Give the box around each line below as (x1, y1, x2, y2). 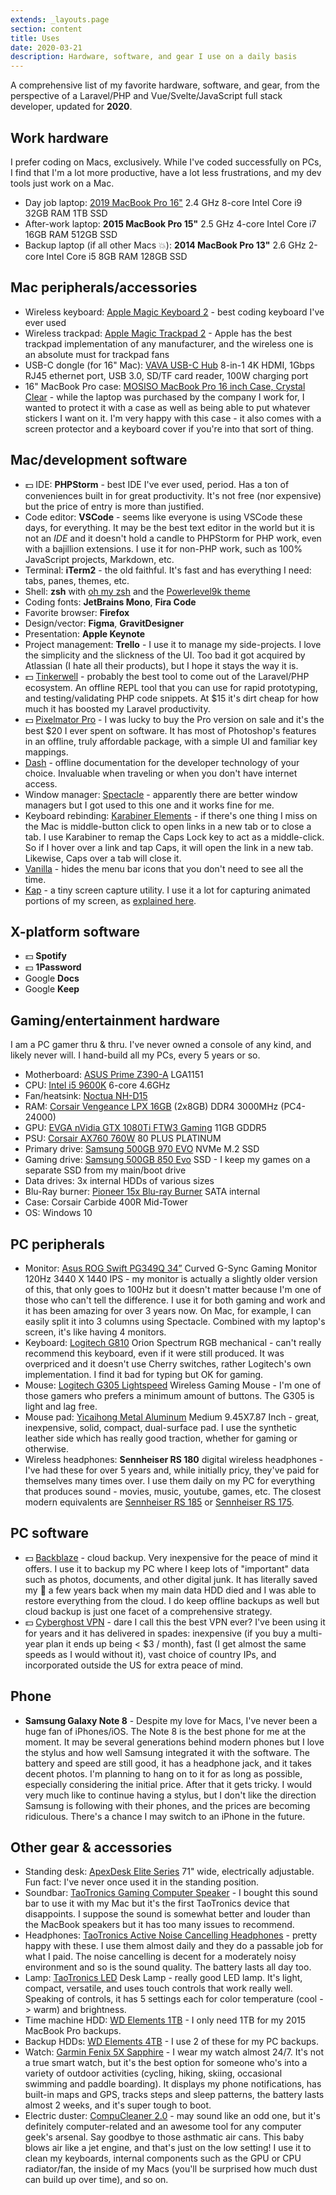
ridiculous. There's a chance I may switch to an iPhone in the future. (24, 1810, 306, 1822)
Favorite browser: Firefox (24, 606, 130, 618)
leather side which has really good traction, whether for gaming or (24, 1432, 298, 1444)
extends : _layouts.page (10, 14, 110, 25)
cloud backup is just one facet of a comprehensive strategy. (24, 1605, 273, 1617)
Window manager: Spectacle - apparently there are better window (24, 788, 298, 800)
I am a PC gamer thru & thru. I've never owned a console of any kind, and (10, 1039, 312, 1051)
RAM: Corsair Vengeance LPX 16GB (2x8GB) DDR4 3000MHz (24, 1101, 279, 1113)
